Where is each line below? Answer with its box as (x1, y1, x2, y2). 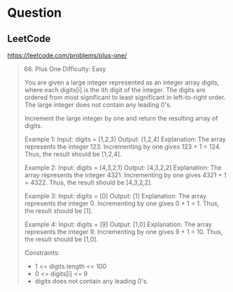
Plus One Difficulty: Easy (34, 65, 106, 73)
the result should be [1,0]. (24, 235, 99, 243)
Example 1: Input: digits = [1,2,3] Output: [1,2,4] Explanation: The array (24, 135, 226, 143)
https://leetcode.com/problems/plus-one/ (7, 51, 127, 59)
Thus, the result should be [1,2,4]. (24, 150, 122, 158)
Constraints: (24, 249, 60, 256)
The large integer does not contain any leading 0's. (24, 101, 172, 109)
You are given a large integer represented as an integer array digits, (24, 78, 220, 87)
